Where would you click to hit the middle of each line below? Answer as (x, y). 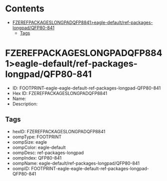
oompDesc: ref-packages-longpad (48, 153)
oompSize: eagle (30, 142)
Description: (25, 104)
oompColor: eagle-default (39, 147)
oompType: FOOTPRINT (37, 137)
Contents (25, 9)
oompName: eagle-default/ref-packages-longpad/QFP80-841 (76, 163)
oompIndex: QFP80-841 (37, 158)
